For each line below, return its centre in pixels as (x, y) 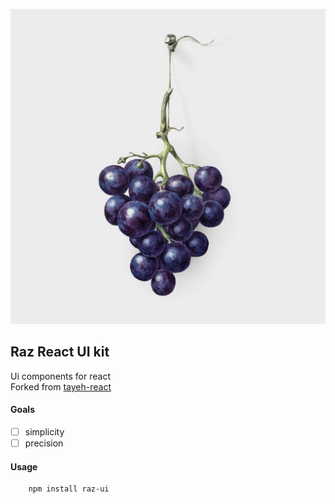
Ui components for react (60, 376)
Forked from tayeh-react (61, 386)
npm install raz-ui (69, 489)
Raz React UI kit (60, 352)
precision (44, 443)
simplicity (44, 432)
